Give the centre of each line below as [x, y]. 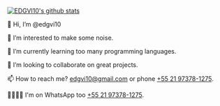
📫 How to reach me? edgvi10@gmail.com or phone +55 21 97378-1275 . [111, 79]
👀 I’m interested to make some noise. [60, 38]
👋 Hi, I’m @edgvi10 [34, 24]
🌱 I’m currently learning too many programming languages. [92, 51]
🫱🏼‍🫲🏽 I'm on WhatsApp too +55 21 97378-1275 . [76, 95]
